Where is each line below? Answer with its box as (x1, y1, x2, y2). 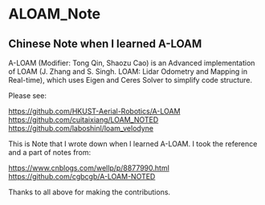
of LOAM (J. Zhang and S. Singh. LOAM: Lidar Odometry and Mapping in (8, 67, 247, 76)
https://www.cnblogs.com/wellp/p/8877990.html (8, 163, 170, 173)
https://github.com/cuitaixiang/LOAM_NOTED (8, 115, 159, 125)
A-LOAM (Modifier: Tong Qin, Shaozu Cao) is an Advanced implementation (8, 58, 255, 68)
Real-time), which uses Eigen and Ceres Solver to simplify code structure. (8, 76, 253, 84)
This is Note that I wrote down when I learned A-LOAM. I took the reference (8, 139, 258, 149)
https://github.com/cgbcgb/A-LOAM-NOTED (8, 172, 156, 181)
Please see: (8, 91, 47, 100)
